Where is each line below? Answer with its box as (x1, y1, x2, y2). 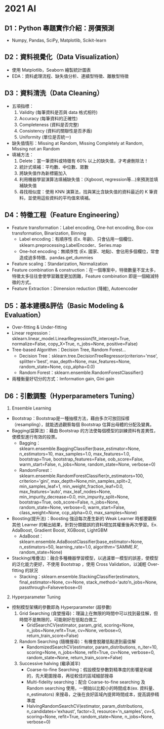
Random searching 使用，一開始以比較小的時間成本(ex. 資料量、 (26, 685, 158, 691)
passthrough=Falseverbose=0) (19, 585, 82, 591)
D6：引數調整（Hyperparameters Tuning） (4, 392, 139, 400)
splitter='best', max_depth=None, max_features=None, (19, 359, 131, 364)
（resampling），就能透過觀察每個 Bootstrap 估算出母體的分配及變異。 (11, 421, 154, 428)
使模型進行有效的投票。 (11, 434, 60, 440)
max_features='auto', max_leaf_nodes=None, (19, 489, 112, 495)
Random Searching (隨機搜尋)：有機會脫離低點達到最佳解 (19, 638, 136, 644)
